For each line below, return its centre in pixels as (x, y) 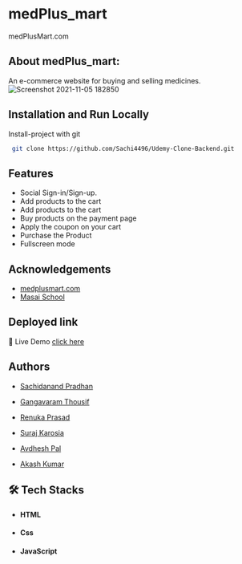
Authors (29, 367)
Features (31, 173)
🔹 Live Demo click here (46, 341)
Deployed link (43, 322)
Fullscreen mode (48, 244)
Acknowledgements (60, 269)
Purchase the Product (56, 235)
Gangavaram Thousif (54, 401)
